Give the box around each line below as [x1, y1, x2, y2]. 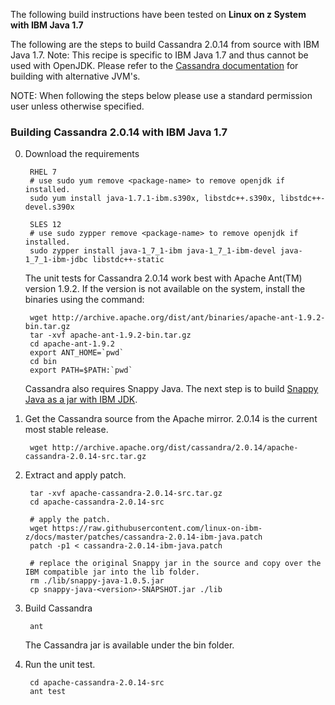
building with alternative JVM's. [10, 70, 141, 82]
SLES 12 [29, 220, 62, 230]
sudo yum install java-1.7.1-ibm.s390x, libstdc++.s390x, [29, 194, 277, 204]
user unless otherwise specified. [10, 100, 145, 112]
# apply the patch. [29, 515, 111, 525]
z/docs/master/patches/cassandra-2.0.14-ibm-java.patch [24, 532, 263, 543]
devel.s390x [24, 202, 75, 213]
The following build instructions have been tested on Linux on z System [10, 9, 307, 20]
